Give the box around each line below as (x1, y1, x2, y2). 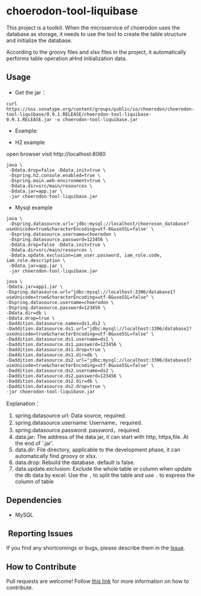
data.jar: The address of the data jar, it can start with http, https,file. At (14, 433, 189, 440)
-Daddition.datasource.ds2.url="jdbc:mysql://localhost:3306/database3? (6, 357, 192, 363)
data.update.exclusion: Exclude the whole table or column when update (14, 465, 192, 472)
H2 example (14, 139, 45, 146)
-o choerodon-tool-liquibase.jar (54, 116, 138, 122)
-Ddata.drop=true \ (6, 315, 55, 321)
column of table (14, 478, 54, 485)
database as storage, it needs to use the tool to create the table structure (6, 30, 187, 37)
